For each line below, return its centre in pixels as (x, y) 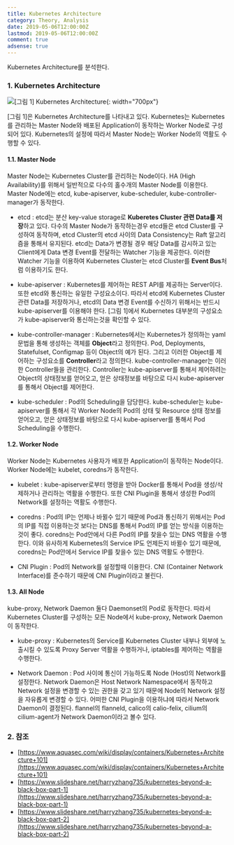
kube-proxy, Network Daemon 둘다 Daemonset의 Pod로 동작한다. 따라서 (109, 608)
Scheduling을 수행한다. (50, 428)
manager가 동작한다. (36, 202)
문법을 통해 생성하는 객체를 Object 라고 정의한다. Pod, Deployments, (111, 343)
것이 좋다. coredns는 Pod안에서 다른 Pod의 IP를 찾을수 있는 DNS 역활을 (116, 534)
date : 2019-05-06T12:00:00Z (48, 27)
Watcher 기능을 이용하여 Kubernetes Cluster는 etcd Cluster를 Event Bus (119, 260)
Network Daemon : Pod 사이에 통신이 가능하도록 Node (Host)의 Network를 (122, 673)
